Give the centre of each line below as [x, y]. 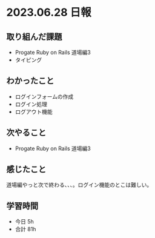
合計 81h [25, 229]
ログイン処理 [31, 104]
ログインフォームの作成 [44, 96]
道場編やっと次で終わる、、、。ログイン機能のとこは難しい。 [79, 185]
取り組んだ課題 [34, 37]
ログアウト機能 [34, 111]
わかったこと [30, 81]
